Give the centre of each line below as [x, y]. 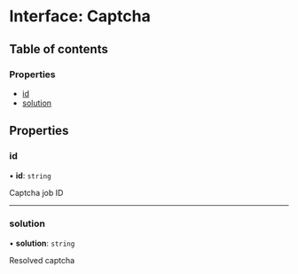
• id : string [30, 176]
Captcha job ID [36, 192]
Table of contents [59, 49]
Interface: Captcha [80, 16]
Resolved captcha [42, 260]
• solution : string [42, 243]
